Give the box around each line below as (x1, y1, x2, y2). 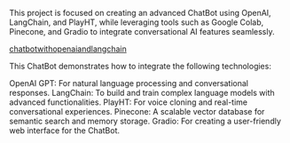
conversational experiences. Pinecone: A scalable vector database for (9, 107, 265, 116)
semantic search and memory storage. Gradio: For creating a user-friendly (9, 115, 282, 126)
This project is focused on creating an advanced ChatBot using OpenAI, (9, 8, 272, 18)
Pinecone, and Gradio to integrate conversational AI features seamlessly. (9, 27, 275, 36)
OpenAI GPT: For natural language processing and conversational (9, 78, 249, 88)
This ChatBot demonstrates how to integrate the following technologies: (9, 61, 272, 71)
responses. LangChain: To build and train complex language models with (9, 88, 275, 98)
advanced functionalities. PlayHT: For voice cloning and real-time (9, 97, 248, 107)
